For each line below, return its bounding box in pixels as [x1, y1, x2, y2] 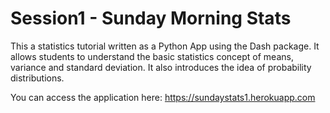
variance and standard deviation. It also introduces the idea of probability [10, 61, 312, 73]
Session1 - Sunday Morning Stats [10, 7, 292, 30]
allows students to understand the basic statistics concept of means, [10, 50, 294, 62]
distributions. [10, 72, 65, 84]
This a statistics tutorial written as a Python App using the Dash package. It [10, 40, 320, 52]
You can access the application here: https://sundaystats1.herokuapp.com [10, 91, 316, 103]
